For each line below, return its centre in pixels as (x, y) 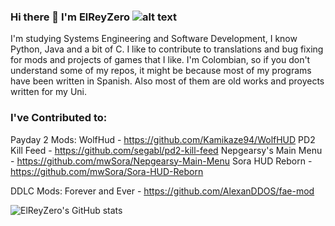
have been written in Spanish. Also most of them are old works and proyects (167, 81)
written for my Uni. (49, 92)
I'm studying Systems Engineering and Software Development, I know (154, 39)
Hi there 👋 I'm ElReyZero (70, 17)
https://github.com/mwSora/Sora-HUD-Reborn (107, 171)
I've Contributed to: (59, 118)
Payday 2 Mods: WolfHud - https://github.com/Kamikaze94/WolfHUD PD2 (163, 139)
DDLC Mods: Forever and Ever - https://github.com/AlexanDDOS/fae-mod (162, 191)
